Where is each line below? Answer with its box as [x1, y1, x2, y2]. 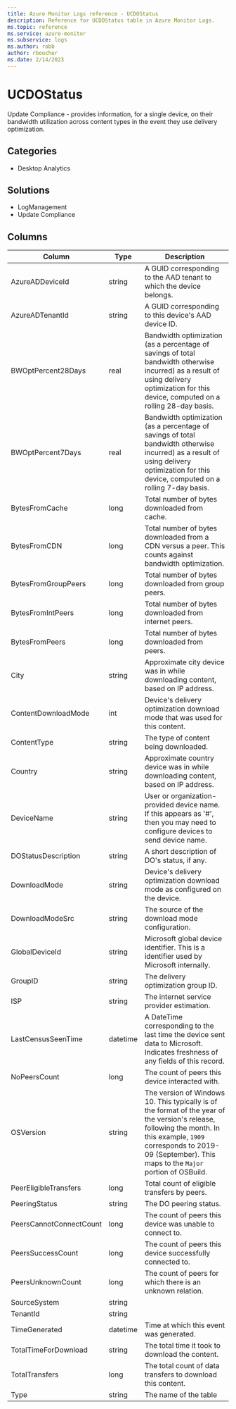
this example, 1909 [144, 1132, 205, 1142]
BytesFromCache [11, 503, 68, 513]
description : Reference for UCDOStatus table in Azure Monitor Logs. [7, 17, 216, 24]
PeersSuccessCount [11, 1248, 79, 1258]
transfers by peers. [144, 1188, 207, 1198]
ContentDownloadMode [11, 709, 90, 719]
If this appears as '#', [144, 809, 214, 819]
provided [144, 800, 174, 810]
